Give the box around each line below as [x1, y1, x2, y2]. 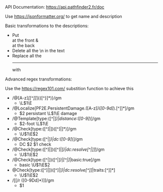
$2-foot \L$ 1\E [19, 121, 49, 127]
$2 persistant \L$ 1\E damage [19, 111, 77, 116]
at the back [12, 43, 35, 48]
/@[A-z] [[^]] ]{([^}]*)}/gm [12, 95, 62, 101]
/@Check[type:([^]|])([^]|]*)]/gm [12, 126, 77, 131]
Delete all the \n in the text [12, 48, 65, 53]
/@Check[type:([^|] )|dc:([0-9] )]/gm [12, 136, 83, 142]
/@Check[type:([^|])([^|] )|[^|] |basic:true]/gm [12, 157, 100, 162]
